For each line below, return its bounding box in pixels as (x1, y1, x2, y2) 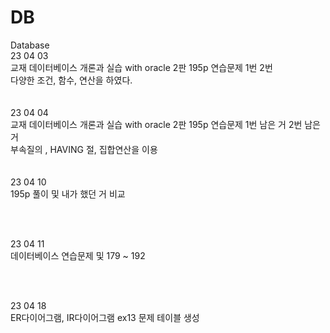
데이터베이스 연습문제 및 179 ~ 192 (10, 249, 146, 261)
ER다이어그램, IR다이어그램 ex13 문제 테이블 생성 (10, 311, 200, 323)
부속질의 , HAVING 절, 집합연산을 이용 (10, 143, 158, 155)
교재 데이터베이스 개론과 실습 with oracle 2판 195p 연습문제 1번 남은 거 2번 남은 (10, 118, 321, 130)
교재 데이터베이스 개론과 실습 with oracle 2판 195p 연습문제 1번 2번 (10, 61, 273, 73)
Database (10, 39, 50, 51)
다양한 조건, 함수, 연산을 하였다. (10, 74, 133, 86)
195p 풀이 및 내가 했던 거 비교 (10, 187, 126, 200)
